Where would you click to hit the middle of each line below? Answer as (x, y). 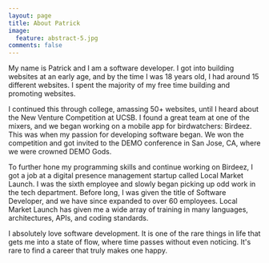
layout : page (30, 16)
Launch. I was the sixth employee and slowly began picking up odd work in (132, 184)
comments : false (35, 46)
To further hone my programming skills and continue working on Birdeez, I (131, 167)
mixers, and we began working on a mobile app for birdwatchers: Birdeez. (130, 126)
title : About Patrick (44, 23)
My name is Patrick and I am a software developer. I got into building (121, 68)
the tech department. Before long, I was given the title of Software (117, 193)
